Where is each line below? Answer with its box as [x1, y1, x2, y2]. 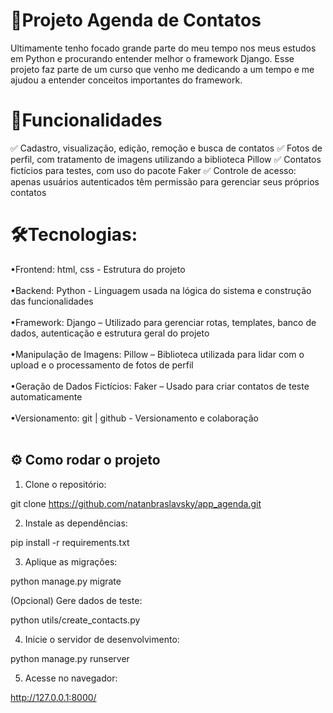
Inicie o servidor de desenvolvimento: [24, 633, 180, 645]
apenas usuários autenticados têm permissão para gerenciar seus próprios [10, 175, 320, 188]
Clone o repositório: [24, 478, 107, 490]
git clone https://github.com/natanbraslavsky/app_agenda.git [10, 497, 262, 509]
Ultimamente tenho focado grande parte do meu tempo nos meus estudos [10, 42, 317, 54]
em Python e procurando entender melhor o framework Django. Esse [10, 52, 295, 64]
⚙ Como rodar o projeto [10, 452, 161, 469]
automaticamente [10, 390, 83, 403]
